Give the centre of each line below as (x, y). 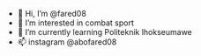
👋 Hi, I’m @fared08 (52, 14)
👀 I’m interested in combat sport (75, 23)
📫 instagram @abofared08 (67, 42)
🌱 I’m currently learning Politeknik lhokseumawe (104, 32)
